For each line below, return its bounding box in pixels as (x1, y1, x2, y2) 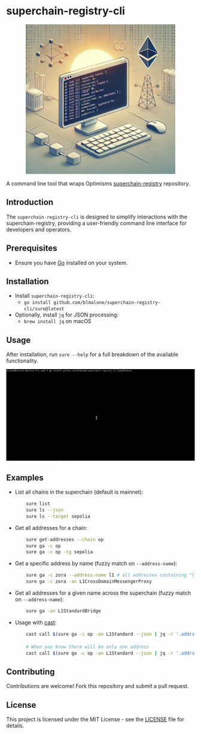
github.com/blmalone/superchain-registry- (53, 300, 161, 306)
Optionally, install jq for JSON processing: (14, 311, 118, 318)
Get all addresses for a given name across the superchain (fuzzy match (14, 589, 191, 596)
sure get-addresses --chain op (26, 537, 104, 543)
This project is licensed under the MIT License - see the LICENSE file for (6, 716, 184, 723)
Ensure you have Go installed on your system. (14, 259, 128, 266)
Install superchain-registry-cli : (14, 292, 95, 300)
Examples (6, 473, 44, 483)
